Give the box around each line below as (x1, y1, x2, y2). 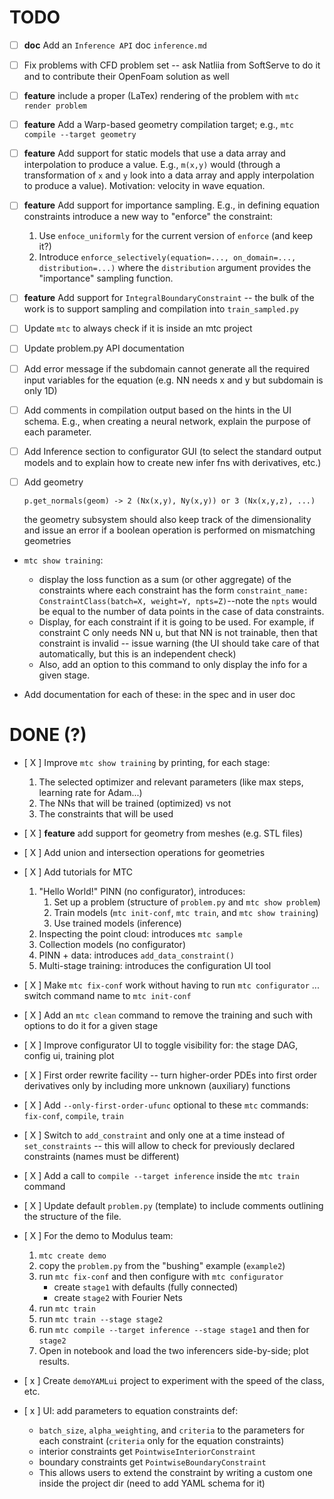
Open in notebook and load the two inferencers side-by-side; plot (38, 1344, 309, 1356)
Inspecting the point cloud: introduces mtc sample (38, 927, 243, 940)
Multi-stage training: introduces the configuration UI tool (38, 959, 272, 971)
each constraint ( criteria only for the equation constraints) (38, 1434, 285, 1446)
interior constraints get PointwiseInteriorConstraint (38, 1445, 257, 1457)
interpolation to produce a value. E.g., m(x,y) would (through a (23, 159, 281, 171)
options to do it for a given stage (23, 1019, 159, 1031)
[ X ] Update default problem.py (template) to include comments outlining (23, 1199, 324, 1211)
